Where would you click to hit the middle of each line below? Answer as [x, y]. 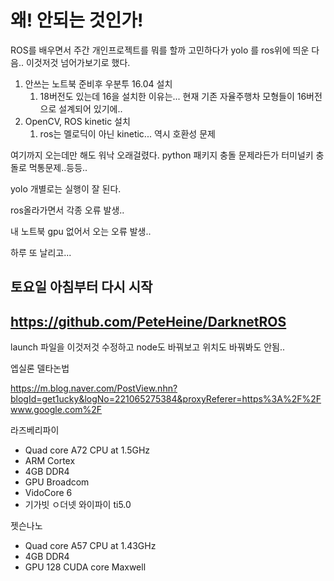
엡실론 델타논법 [40, 368]
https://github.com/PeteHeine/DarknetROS [148, 321]
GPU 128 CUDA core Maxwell [85, 567]
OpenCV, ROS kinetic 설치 [77, 121]
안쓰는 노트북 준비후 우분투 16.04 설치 [98, 83]
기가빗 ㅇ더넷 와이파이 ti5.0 [78, 505]
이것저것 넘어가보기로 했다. [78, 62]
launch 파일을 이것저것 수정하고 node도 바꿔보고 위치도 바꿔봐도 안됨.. [148, 347]
